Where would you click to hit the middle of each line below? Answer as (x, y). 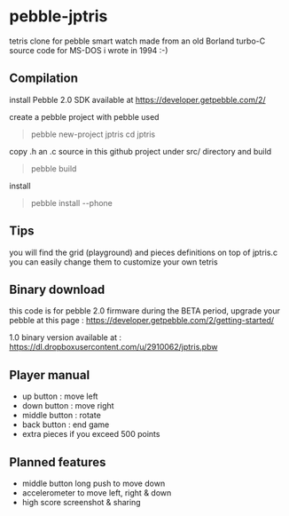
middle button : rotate (62, 416)
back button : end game (66, 425)
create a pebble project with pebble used (84, 116)
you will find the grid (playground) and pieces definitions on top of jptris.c (143, 252)
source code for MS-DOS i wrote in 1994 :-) (89, 50)
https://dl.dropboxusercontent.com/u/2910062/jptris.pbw (113, 347)
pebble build (54, 168)
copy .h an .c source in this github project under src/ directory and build (141, 151)
